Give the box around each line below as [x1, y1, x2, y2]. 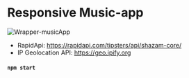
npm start [7, 64, 36, 71]
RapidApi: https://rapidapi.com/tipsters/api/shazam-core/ [17, 41, 182, 49]
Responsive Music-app [7, 5, 144, 21]
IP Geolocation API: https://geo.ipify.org [17, 48, 131, 57]
